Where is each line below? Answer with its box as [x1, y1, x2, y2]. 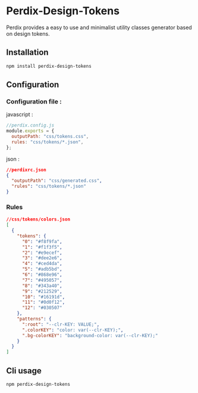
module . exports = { [6, 128, 55, 134]
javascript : [6, 111, 34, 118]
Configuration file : [6, 97, 62, 105]
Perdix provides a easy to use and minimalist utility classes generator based [6, 24, 192, 31]
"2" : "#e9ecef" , [21, 250, 62, 256]
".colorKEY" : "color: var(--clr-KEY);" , [21, 327, 124, 333]
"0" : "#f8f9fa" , [21, 238, 62, 244]
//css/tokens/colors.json [6, 216, 70, 222]
